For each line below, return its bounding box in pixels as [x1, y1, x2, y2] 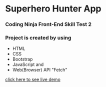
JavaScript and [12, 61, 44, 67]
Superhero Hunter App [5, 3, 101, 14]
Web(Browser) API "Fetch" [12, 67, 67, 73]
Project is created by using [5, 34, 71, 41]
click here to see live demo [5, 76, 61, 82]
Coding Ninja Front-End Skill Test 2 [5, 21, 91, 28]
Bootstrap [12, 56, 33, 62]
